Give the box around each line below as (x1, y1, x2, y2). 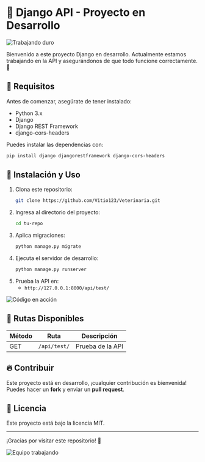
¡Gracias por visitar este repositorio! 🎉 (6, 437, 102, 444)
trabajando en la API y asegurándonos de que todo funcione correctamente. (6, 57, 198, 64)
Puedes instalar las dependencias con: (6, 141, 104, 148)
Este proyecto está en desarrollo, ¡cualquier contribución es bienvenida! (6, 379, 187, 386)
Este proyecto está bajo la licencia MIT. (6, 419, 105, 427)
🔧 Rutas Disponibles (6, 313, 84, 324)
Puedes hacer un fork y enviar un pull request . (6, 386, 125, 393)
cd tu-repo (15, 220, 43, 227)
